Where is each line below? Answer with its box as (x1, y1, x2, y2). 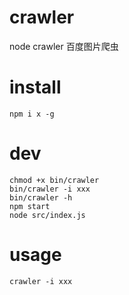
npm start (9, 201, 51, 211)
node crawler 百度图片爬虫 (9, 40, 119, 52)
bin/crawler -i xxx (9, 184, 91, 194)
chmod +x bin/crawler (9, 175, 100, 185)
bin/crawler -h (9, 192, 73, 203)
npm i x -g (9, 109, 55, 119)
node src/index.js (9, 210, 86, 220)
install (9, 76, 62, 99)
